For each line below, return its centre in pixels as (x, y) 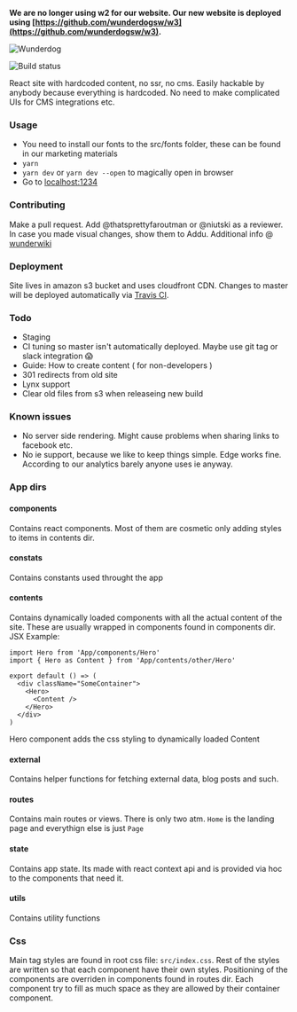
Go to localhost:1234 (60, 182)
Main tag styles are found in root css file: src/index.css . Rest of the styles (145, 961)
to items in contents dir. (52, 537)
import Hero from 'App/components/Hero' (85, 653)
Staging (36, 337)
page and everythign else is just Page (77, 828)
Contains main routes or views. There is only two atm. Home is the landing (142, 819)
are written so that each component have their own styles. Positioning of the (148, 969)
